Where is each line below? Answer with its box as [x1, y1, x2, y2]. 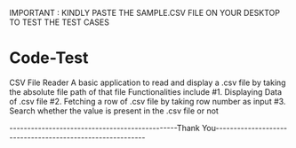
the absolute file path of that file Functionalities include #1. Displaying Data [9, 86, 283, 97]
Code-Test [9, 48, 89, 68]
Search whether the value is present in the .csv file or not [9, 105, 220, 116]
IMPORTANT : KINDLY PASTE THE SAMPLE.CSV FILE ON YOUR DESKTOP [9, 8, 280, 18]
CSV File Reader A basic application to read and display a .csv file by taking [9, 77, 286, 88]
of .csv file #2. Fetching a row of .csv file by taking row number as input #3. [9, 96, 286, 106]
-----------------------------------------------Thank [9, 122, 200, 133]
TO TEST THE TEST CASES [9, 17, 109, 27]
